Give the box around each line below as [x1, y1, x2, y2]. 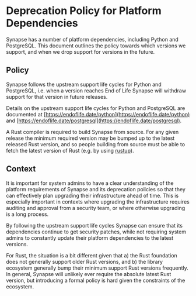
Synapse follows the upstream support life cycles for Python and [6, 81, 162, 88]
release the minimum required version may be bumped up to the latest [6, 135, 175, 142]
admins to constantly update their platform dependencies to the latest [6, 234, 174, 241]
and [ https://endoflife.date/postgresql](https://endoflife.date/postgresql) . [6, 117, 182, 124]
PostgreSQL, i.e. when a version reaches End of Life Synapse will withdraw [6, 87, 187, 94]
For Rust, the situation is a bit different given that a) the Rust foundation [6, 252, 178, 259]
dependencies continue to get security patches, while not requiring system [6, 228, 187, 235]
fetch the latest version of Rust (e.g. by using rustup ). [6, 147, 134, 154]
